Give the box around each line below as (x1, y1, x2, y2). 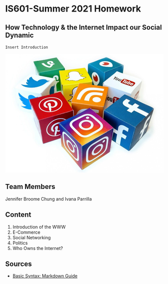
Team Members (5, 182, 55, 191)
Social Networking (12, 234, 51, 240)
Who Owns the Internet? (12, 245, 63, 251)
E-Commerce (12, 229, 41, 235)
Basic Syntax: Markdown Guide (12, 273, 78, 279)
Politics (12, 240, 28, 246)
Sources (5, 260, 32, 268)
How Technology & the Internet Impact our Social (5, 23, 162, 32)
